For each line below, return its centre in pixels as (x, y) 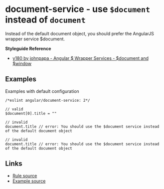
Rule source (25, 176)
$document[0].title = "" (31, 113)
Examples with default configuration (42, 91)
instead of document (45, 20)
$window (22, 63)
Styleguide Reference (28, 48)
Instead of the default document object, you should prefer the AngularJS (80, 33)
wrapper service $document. (35, 39)
